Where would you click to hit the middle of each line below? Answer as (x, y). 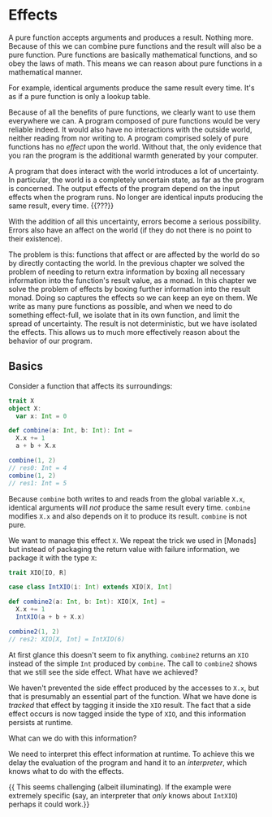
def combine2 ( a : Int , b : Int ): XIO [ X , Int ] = (87, 602)
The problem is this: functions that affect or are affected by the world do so (134, 254)
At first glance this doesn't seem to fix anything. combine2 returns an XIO (129, 654)
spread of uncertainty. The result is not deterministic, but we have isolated (133, 324)
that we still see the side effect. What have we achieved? (104, 671)
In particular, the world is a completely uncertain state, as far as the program (136, 180)
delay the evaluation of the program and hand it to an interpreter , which (128, 763)
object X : (25, 408)
